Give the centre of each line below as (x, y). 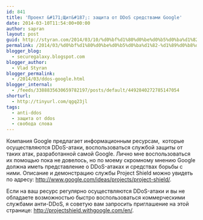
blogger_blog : (24, 51)
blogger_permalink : (31, 74)
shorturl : (19, 96)
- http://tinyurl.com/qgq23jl (50, 101)
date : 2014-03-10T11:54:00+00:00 (48, 23)
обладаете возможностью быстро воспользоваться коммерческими (96, 198)
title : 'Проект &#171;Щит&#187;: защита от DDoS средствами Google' (94, 17)
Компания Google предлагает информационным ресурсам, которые (95, 141)
